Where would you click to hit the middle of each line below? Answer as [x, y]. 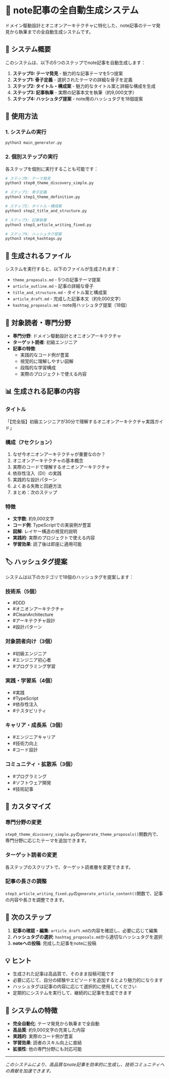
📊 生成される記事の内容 [43, 391]
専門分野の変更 [24, 822]
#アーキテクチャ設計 [34, 620]
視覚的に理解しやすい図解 [47, 361]
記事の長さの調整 [26, 881]
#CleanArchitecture [33, 614]
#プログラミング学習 [34, 666]
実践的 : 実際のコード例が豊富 [43, 1036]
